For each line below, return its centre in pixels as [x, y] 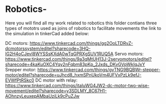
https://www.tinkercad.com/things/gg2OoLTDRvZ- [82, 43]
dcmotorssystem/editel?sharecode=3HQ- [48, 48]
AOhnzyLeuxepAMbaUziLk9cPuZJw [42, 96]
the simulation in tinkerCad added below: [47, 33]
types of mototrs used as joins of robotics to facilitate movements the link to [83, 28]
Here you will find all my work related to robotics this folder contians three [81, 23]
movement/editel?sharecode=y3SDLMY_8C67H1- [56, 91]
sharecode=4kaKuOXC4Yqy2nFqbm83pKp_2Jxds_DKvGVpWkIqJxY [75, 64]
